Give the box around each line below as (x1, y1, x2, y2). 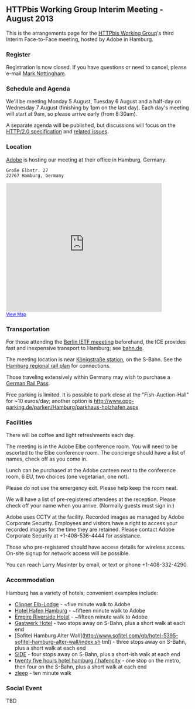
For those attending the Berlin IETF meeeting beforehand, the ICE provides (6, 338, 186, 345)
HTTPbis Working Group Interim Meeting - (6, 5, 164, 15)
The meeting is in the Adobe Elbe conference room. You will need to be (6, 443, 178, 450)
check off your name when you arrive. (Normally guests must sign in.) (6, 502, 175, 509)
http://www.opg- (93, 398, 135, 404)
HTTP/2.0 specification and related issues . (6, 128, 110, 135)
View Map (6, 311, 26, 317)
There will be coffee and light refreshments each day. (6, 432, 135, 439)
